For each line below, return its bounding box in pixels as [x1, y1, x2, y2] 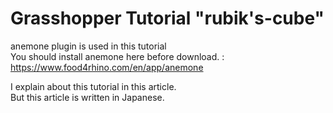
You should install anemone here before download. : [10, 50, 225, 62]
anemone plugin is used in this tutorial [10, 40, 167, 52]
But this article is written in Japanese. [10, 91, 165, 103]
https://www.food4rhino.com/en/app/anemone [10, 61, 204, 73]
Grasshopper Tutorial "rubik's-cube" [10, 7, 325, 30]
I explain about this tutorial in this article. [10, 80, 177, 92]
